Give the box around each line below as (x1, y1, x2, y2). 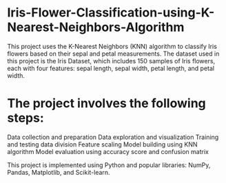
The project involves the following (7, 96, 207, 111)
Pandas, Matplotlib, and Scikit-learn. (7, 168, 110, 176)
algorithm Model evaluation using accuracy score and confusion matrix (7, 147, 209, 155)
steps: (7, 110, 45, 126)
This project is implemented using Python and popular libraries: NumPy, (7, 160, 211, 169)
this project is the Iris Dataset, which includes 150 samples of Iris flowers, (7, 56, 216, 65)
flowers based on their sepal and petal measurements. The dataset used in (7, 50, 220, 58)
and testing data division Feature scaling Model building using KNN (7, 140, 198, 149)
